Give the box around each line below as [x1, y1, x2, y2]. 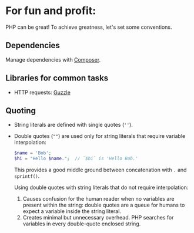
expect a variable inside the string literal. [22, 208, 122, 215]
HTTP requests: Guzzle [14, 89, 71, 96]
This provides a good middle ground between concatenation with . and [14, 166, 187, 174]
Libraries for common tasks [5, 73, 109, 83]
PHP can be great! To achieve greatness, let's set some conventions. [5, 23, 172, 31]
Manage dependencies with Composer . [5, 56, 101, 63]
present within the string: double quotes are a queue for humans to [22, 201, 185, 209]
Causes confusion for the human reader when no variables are [22, 195, 175, 202]
